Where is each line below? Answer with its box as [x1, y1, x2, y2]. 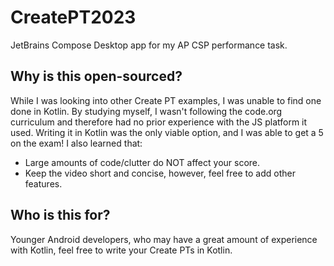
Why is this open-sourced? [10, 68, 183, 85]
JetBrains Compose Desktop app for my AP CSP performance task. [10, 39, 288, 51]
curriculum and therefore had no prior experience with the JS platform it [10, 116, 308, 128]
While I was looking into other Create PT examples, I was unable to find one [10, 94, 322, 106]
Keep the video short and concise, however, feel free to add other [24, 167, 296, 179]
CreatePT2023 [10, 6, 137, 29]
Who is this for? [10, 207, 111, 224]
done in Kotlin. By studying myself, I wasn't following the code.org [10, 105, 283, 117]
